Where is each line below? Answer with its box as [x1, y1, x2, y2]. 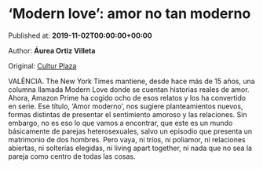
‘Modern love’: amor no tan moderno [8, 5, 251, 23]
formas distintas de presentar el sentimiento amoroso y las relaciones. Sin [8, 109, 247, 119]
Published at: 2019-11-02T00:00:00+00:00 [8, 31, 152, 40]
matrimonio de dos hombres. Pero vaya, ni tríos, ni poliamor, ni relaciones [8, 134, 246, 144]
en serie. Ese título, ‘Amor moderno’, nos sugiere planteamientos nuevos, [8, 101, 243, 111]
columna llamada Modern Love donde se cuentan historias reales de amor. [8, 84, 250, 94]
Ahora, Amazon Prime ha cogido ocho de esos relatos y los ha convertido [8, 93, 247, 102]
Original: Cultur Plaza [8, 61, 77, 71]
